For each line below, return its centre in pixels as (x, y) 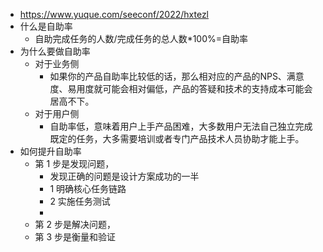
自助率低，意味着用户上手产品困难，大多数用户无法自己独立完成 (181, 126)
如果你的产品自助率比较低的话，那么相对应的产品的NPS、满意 (177, 76)
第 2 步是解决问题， (75, 224)
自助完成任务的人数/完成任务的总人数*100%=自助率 (141, 38)
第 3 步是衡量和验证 (75, 237)
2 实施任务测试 (80, 201)
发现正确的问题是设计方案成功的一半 (124, 176)
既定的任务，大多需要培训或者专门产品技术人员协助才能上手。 (177, 138)
